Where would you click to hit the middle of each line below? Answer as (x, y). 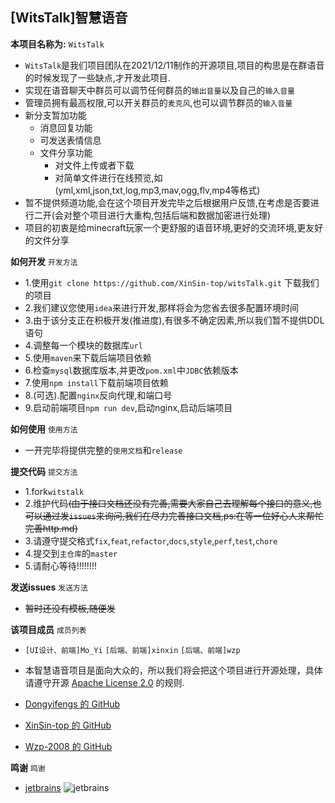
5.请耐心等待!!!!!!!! (60, 565)
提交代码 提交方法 (44, 471)
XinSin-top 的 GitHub (68, 725)
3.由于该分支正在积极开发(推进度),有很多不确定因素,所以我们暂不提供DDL (174, 320)
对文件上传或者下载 (94, 165)
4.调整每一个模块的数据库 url (83, 345)
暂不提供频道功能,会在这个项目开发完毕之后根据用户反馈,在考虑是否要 (167, 202)
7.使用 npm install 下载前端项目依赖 (96, 382)
